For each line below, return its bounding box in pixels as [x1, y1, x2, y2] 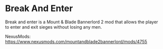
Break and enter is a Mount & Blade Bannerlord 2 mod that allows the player [5, 19, 159, 25]
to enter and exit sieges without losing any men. [5, 24, 102, 30]
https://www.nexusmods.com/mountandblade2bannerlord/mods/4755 [5, 38, 147, 44]
